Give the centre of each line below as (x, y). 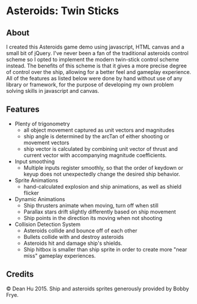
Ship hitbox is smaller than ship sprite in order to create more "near (105, 249)
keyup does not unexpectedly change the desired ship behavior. (102, 174)
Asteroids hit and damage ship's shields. (73, 243)
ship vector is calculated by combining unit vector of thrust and (101, 148)
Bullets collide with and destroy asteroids (74, 237)
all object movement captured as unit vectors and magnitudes (99, 130)
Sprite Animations (36, 180)
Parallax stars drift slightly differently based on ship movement (100, 212)
